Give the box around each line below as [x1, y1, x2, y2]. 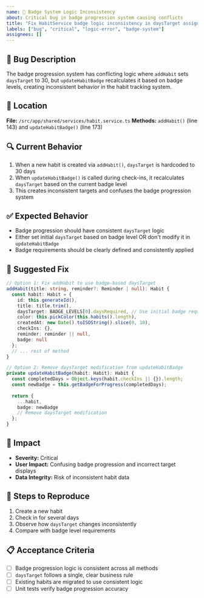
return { [12, 393, 34, 399]
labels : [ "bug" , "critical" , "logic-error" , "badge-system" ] [6, 26, 165, 32]
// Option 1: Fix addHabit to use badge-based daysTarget [6, 280, 156, 287]
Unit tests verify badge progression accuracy [15, 585, 129, 592]
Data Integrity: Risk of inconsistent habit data [15, 473, 129, 481]
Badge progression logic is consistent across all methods [15, 564, 158, 572]
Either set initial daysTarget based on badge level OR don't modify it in [15, 234, 190, 241]
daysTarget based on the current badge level [15, 180, 127, 187]
